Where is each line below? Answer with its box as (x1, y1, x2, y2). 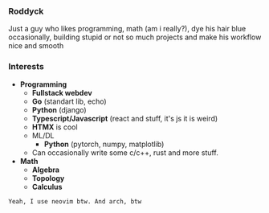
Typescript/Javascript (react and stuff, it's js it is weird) (31, 113, 218, 123)
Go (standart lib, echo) (31, 96, 107, 106)
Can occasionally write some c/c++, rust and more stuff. (31, 147, 218, 158)
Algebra (31, 165, 60, 174)
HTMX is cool (31, 122, 78, 132)
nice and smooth (8, 41, 64, 51)
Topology (31, 173, 65, 182)
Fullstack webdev (31, 88, 92, 97)
